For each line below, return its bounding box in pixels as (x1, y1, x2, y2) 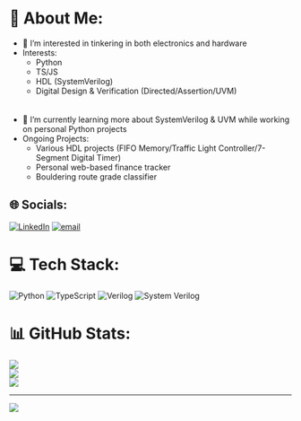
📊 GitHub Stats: (9, 323, 132, 344)
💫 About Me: (9, 8, 104, 29)
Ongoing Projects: (21, 133, 90, 144)
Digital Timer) (71, 152, 122, 162)
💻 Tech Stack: (9, 254, 120, 275)
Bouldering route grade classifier (35, 171, 158, 182)
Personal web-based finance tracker (35, 162, 171, 172)
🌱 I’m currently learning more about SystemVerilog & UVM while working (21, 114, 290, 125)
